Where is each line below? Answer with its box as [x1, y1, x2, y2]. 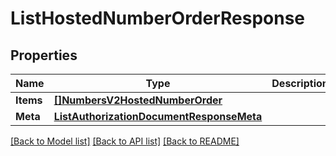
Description [271, 77, 329, 90]
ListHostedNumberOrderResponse [10, 7, 306, 30]
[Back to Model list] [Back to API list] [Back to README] [10, 135, 240, 147]
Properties [10, 47, 78, 64]
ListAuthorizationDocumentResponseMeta [53, 110, 263, 123]
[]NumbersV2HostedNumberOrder [53, 93, 223, 107]
